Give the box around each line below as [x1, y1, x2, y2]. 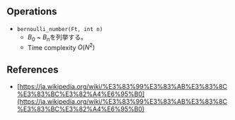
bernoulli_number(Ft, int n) [16, 25, 103, 32]
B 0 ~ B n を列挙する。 [27, 32, 88, 43]
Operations [6, 6, 57, 18]
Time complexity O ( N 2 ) [27, 42, 96, 52]
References [6, 64, 59, 76]
